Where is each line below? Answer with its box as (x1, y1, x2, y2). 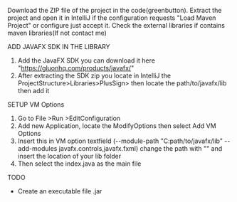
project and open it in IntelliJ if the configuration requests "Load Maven (7, 14, 216, 22)
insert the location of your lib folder (17, 152, 122, 160)
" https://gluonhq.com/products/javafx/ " (17, 64, 135, 72)
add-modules (17, 144, 58, 152)
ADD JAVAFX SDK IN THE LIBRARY (7, 43, 110, 51)
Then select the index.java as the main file (17, 159, 142, 168)
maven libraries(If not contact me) (7, 28, 107, 37)
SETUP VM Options (7, 100, 65, 109)
